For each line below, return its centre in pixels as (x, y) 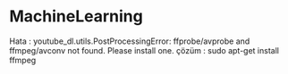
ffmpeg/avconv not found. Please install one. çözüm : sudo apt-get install (144, 50)
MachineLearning (76, 16)
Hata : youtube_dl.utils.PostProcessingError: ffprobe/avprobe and (130, 41)
